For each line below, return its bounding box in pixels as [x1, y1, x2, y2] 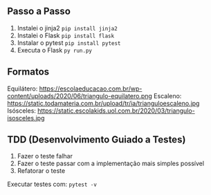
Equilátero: [7, 84, 38, 93]
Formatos [7, 66, 50, 78]
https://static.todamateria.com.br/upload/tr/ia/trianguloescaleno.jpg [7, 99, 200, 107]
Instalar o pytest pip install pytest [17, 38, 121, 47]
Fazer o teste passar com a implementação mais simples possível [17, 159, 205, 168]
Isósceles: [7, 106, 37, 115]
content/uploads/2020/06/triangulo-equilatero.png [7, 91, 152, 100]
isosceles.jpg [7, 113, 45, 122]
